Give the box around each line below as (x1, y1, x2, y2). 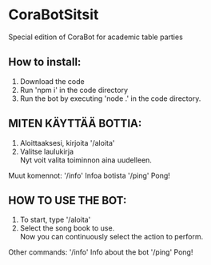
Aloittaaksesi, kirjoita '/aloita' (19, 138, 115, 147)
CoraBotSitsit (8, 6, 99, 24)
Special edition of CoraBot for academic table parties (8, 32, 184, 42)
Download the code (19, 76, 86, 86)
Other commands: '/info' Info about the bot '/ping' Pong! (8, 247, 193, 257)
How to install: (8, 55, 82, 69)
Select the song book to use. (19, 223, 115, 233)
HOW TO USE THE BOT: (8, 194, 127, 207)
